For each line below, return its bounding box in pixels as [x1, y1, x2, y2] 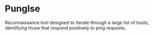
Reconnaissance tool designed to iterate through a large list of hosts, [5, 19, 149, 25]
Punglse [5, 3, 40, 14]
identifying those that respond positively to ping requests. [5, 24, 126, 30]
